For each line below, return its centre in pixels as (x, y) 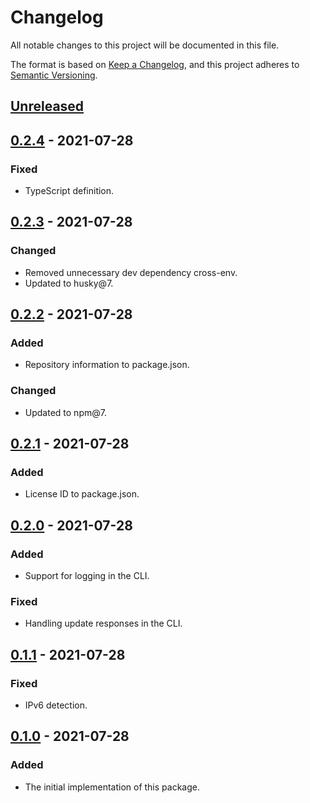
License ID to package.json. (82, 494)
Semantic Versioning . (54, 75)
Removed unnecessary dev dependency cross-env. (131, 272)
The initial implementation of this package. (112, 787)
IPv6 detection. (56, 705)
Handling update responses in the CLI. (103, 623)
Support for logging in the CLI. (87, 576)
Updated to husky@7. (69, 283)
